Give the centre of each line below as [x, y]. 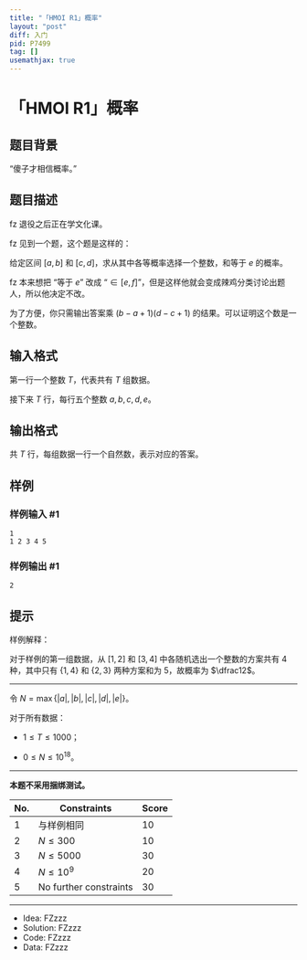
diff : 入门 [29, 35]
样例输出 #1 [34, 566]
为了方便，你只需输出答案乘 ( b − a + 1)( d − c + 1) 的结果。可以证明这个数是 [149, 312]
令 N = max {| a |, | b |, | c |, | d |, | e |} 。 [72, 699]
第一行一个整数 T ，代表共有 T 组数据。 [82, 379]
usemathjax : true [42, 60]
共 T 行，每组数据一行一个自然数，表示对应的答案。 [106, 454]
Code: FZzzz [47, 938]
